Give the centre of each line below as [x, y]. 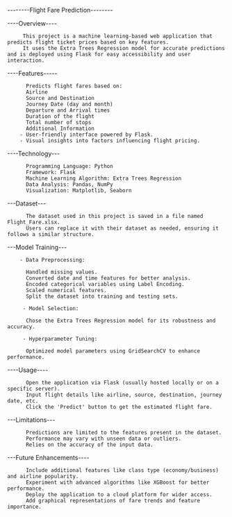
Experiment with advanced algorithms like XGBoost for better [117, 482]
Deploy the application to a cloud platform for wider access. [119, 495]
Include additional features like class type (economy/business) [122, 471]
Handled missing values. [61, 272]
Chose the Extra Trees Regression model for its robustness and [121, 321]
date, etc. [23, 401]
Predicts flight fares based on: [74, 86]
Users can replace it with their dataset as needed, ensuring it [122, 228]
